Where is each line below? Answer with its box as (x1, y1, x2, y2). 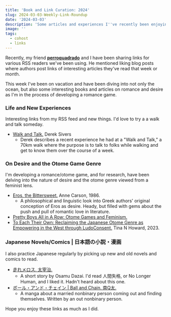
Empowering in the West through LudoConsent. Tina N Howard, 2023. (12, 225, 160, 231)
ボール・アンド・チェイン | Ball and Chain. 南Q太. (12, 284, 117, 290)
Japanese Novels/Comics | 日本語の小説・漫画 (5, 239, 122, 246)
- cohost (10, 36, 28, 41)
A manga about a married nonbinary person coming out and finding (20, 290, 162, 296)
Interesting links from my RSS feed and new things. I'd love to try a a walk (5, 116, 160, 122)
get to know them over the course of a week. (20, 147, 115, 153)
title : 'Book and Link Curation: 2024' (5, 7, 90, 13)
